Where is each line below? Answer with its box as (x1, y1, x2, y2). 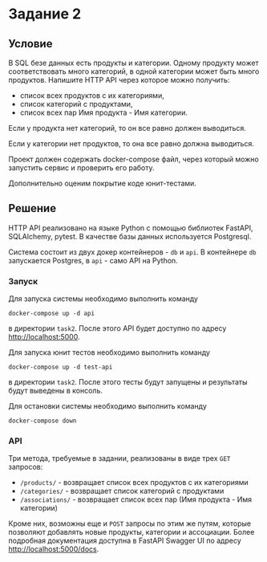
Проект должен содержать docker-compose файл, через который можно (8, 154, 259, 164)
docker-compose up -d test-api (8, 363, 113, 372)
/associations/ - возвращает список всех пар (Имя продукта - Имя (19, 495, 253, 504)
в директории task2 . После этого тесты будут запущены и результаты (8, 377, 248, 387)
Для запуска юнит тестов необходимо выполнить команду (8, 348, 211, 357)
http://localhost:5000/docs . (8, 544, 99, 554)
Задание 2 (8, 5, 82, 23)
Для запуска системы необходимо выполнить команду (8, 294, 199, 303)
